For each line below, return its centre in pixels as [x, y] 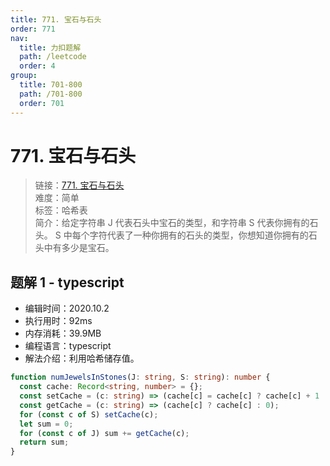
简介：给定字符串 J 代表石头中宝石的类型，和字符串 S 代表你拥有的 [172, 223]
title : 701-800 [51, 85]
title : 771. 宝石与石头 [56, 19]
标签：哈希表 [61, 210]
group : [24, 76]
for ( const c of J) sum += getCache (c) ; [104, 433]
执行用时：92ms [58, 321]
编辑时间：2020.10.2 [67, 308]
